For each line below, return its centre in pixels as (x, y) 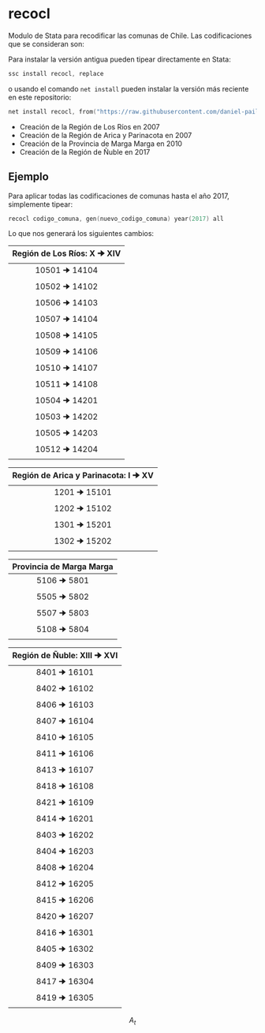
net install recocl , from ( (52, 111)
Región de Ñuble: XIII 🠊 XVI (65, 656)
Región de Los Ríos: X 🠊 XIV (67, 253)
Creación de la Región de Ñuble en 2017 (85, 152)
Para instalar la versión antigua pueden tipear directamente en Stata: (119, 59)
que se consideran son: (47, 43)
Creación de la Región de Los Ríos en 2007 (90, 126)
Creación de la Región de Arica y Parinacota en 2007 (106, 135)
